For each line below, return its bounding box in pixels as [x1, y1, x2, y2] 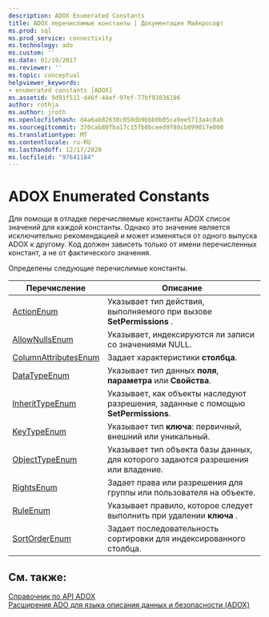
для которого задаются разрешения [107, 454, 249, 465]
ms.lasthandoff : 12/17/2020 [8, 146, 102, 154]
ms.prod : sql [8, 26, 52, 34]
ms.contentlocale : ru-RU [8, 138, 91, 146]
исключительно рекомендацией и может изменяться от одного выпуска [8, 231, 258, 241]
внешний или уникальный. [107, 431, 211, 443]
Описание [161, 282, 203, 294]
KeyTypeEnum [12, 426, 66, 437]
